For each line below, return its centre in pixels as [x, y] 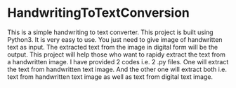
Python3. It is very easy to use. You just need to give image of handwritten [115, 39]
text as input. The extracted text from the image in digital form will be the [113, 47]
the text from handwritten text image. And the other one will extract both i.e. [117, 69]
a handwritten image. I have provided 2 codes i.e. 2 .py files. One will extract [118, 61]
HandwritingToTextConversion [98, 13]
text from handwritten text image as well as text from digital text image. [110, 76]
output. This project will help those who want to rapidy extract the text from [117, 54]
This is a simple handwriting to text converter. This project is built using [110, 32]
